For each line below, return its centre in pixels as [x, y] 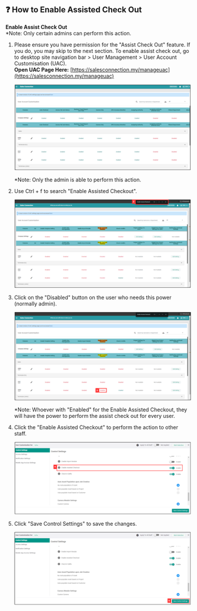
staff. [20, 433]
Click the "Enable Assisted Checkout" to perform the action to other [96, 427]
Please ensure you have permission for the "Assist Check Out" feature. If [102, 44]
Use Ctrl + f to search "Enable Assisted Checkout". [76, 191]
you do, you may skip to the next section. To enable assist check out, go [101, 51]
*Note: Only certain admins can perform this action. [69, 33]
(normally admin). [35, 303]
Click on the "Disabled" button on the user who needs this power [93, 297]
